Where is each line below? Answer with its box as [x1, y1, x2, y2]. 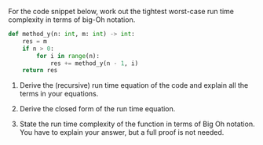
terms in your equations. [19, 89, 99, 99]
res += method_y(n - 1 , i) [49, 59, 139, 67]
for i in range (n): [36, 52, 100, 60]
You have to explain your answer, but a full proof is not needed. [19, 128, 225, 137]
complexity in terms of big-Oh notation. [8, 15, 136, 24]
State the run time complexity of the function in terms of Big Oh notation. [19, 119, 255, 129]
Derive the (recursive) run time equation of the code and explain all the [19, 81, 249, 90]
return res [22, 67, 58, 74]
